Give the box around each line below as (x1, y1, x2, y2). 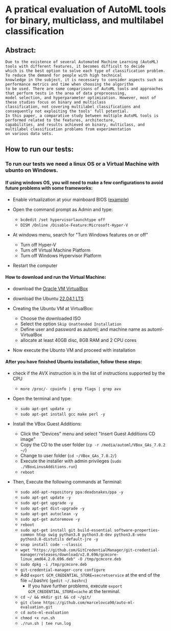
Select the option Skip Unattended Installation (20, 320, 121, 327)
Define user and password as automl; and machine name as (20, 326, 146, 332)
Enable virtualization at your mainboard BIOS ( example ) (12, 196, 129, 202)
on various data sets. (5, 131, 54, 136)
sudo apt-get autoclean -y (20, 511, 78, 516)
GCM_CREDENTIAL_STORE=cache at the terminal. (28, 588, 121, 594)
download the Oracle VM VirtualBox (12, 286, 88, 292)
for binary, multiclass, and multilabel (5, 14, 164, 26)
